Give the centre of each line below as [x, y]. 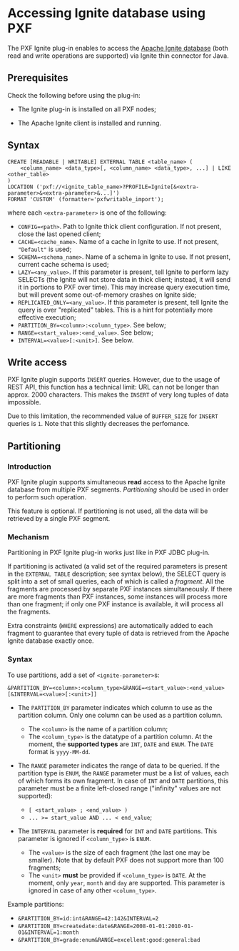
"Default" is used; [45, 249]
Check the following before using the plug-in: [74, 95]
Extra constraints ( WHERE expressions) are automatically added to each [110, 626]
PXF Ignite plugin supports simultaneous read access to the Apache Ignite [117, 482]
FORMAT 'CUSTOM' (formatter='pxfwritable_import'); [86, 199]
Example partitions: [36, 904]
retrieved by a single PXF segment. [59, 519]
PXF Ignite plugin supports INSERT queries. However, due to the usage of [114, 380]
